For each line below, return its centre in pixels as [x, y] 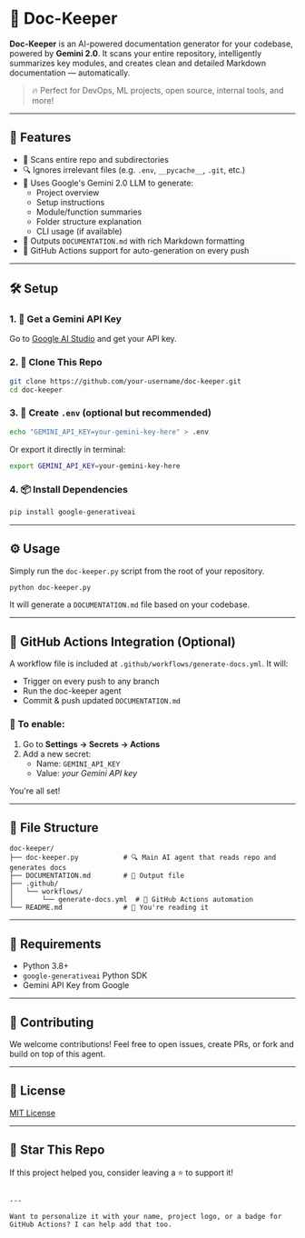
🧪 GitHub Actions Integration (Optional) [123, 641]
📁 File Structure [54, 828]
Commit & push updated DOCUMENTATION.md [102, 701]
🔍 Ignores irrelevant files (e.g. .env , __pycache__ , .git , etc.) [134, 170]
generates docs [38, 868]
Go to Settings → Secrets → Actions [91, 744]
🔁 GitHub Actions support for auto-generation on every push [136, 250]
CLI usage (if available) [79, 231]
